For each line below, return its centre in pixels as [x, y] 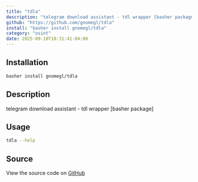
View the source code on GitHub [46, 173]
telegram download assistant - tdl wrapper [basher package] [80, 109]
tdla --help [21, 141]
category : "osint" [29, 33]
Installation [27, 63]
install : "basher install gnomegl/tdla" [57, 28]
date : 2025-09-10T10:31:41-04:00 [47, 39]
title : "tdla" [24, 11]
